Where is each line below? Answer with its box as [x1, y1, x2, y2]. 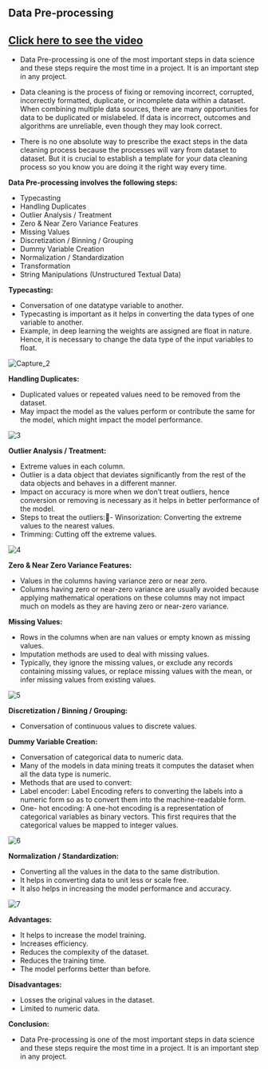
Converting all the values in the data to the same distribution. [19, 867, 220, 876]
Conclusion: [8, 1019, 50, 1029]
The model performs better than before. [19, 964, 152, 974]
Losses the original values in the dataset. [19, 995, 155, 1005]
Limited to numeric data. [19, 1003, 100, 1014]
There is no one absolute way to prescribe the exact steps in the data [19, 137, 248, 146]
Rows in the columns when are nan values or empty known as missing [19, 632, 251, 642]
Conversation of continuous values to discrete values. [19, 721, 197, 731]
